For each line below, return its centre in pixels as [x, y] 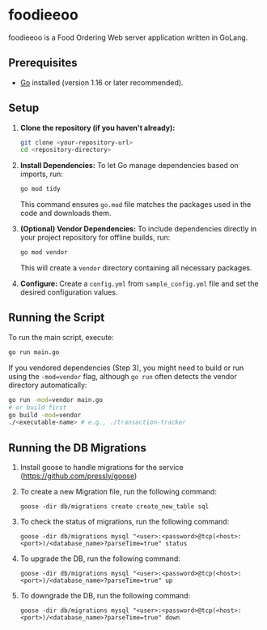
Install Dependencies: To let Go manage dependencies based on [129, 166]
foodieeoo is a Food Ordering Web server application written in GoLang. [128, 37]
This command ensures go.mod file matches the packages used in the [136, 205]
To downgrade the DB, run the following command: [105, 596]
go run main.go [34, 352]
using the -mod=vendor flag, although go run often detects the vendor [123, 376]
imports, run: [41, 174]
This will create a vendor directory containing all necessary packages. [136, 268]
